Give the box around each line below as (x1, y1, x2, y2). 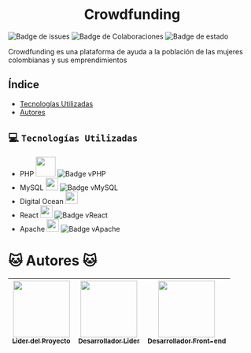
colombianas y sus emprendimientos (8, 55, 127, 65)
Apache (19, 224, 46, 233)
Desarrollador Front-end (147, 336, 227, 346)
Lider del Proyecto (12, 336, 71, 346)
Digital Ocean (19, 196, 65, 206)
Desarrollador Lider (78, 336, 140, 346)
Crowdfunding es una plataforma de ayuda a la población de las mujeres (8, 46, 244, 56)
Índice (8, 78, 39, 91)
